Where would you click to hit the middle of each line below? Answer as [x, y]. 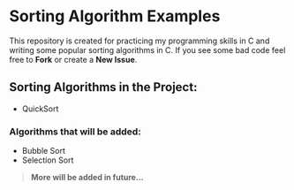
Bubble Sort [44, 151]
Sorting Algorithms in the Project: [103, 87]
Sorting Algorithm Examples [115, 16]
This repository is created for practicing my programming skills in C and [139, 41]
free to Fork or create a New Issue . [73, 59]
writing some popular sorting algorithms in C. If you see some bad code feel [147, 49]
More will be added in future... [87, 178]
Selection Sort [48, 160]
